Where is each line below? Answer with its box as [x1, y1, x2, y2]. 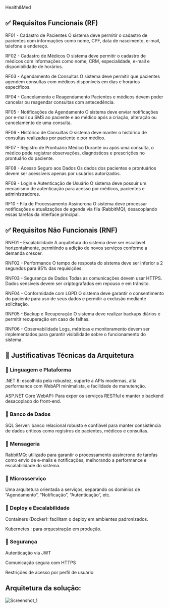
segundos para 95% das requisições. [5, 265, 83, 271]
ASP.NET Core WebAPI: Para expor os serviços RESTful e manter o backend [5, 393, 164, 399]
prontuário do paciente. [5, 155, 54, 161]
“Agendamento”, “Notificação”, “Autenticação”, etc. [5, 492, 111, 498]
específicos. [5, 84, 31, 90]
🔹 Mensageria [5, 440, 40, 447]
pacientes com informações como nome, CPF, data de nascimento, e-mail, [5, 37, 160, 43]
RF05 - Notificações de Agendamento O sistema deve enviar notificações [5, 108, 158, 115]
